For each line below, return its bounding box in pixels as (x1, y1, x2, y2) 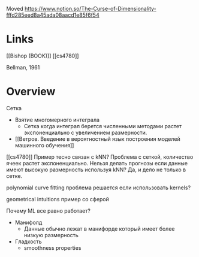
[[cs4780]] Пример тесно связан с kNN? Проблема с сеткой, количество (6, 153, 194, 161)
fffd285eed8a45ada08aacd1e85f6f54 (6, 11, 100, 19)
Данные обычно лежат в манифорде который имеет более (23, 225, 175, 232)
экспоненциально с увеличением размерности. (23, 129, 147, 136)
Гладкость (14, 238, 42, 245)
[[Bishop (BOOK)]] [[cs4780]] (6, 52, 79, 59)
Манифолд (14, 219, 43, 226)
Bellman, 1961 (6, 64, 40, 71)
